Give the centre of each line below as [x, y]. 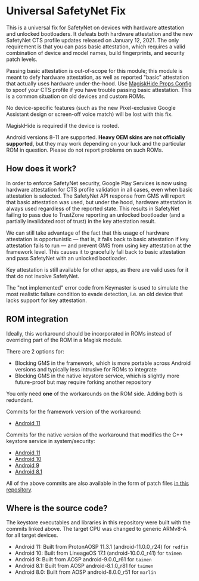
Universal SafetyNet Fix [66, 11]
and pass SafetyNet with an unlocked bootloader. [67, 258]
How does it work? [41, 169]
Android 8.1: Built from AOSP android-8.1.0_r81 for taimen [84, 566]
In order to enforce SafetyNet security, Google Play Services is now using [97, 183]
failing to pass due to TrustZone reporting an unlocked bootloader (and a [96, 215]
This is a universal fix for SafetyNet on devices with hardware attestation [95, 27]
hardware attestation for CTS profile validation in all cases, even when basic [99, 189]
